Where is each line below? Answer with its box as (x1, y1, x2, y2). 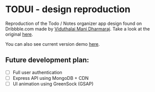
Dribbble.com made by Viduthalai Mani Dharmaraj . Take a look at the (5, 25, 150, 32)
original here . (5, 31, 33, 37)
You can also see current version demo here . (5, 41, 100, 47)
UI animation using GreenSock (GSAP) (12, 80, 94, 87)
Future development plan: (5, 56, 90, 65)
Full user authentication (12, 69, 62, 75)
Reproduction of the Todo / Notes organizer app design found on (5, 20, 142, 26)
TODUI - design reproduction (5, 4, 130, 15)
